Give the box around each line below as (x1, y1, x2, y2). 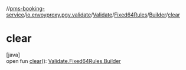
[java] (6, 51, 21, 58)
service (6, 11, 25, 18)
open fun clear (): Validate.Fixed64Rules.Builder (6, 57, 121, 64)
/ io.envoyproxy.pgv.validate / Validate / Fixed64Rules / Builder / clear (24, 11, 180, 18)
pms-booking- (9, 5, 45, 12)
